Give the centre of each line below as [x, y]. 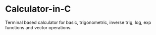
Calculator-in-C [38, 9]
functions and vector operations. [38, 27]
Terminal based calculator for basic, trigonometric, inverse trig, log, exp [78, 22]
